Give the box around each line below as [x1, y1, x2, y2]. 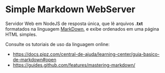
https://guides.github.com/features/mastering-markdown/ [12, 62, 136, 68]
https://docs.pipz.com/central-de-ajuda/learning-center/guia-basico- [12, 51, 160, 57]
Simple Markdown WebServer [5, 4, 136, 15]
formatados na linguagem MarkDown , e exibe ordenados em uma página [5, 26, 159, 32]
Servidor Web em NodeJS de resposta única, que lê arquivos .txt [5, 20, 143, 27]
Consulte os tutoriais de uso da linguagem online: [5, 41, 110, 47]
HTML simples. [5, 31, 37, 37]
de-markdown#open [12, 56, 56, 62]
